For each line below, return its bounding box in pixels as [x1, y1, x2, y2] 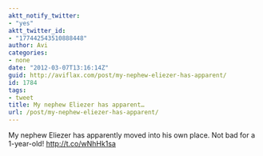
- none [8, 57, 30, 65]
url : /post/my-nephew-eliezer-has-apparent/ [8, 109, 159, 117]
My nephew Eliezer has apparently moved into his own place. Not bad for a [8, 130, 256, 140]
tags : [8, 86, 26, 94]
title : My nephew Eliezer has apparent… [8, 101, 145, 109]
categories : [8, 49, 48, 57]
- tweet [8, 94, 34, 102]
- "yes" [8, 19, 34, 27]
